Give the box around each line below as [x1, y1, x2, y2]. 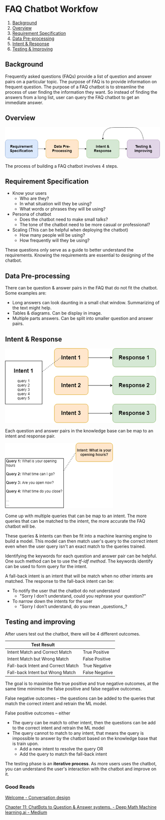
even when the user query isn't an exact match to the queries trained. [5, 543, 146, 549]
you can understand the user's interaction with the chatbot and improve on [5, 766, 157, 772]
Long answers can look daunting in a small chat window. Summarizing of [12, 300, 160, 306]
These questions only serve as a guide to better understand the [5, 247, 134, 253]
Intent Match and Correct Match [7, 649, 72, 655]
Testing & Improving [12, 46, 53, 52]
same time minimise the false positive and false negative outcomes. [5, 685, 142, 691]
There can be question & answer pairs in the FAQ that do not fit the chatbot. [5, 285, 158, 291]
